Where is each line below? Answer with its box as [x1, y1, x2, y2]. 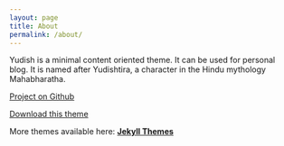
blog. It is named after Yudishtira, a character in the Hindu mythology [9, 64, 267, 75]
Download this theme [9, 109, 89, 120]
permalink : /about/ [9, 30, 83, 39]
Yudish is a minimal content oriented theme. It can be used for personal [9, 55, 276, 66]
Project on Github [9, 91, 75, 102]
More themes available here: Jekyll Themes [9, 126, 175, 137]
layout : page [9, 13, 59, 23]
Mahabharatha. [9, 74, 66, 85]
